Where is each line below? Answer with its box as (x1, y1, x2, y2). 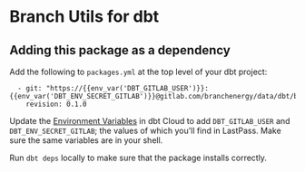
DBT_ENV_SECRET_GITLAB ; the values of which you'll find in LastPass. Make (9, 125, 281, 136)
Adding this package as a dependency (9, 43, 231, 58)
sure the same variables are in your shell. (9, 135, 163, 146)
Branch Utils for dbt (9, 6, 160, 27)
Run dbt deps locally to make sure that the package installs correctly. (9, 152, 268, 163)
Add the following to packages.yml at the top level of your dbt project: (9, 66, 268, 77)
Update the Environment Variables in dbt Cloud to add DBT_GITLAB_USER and (9, 116, 290, 126)
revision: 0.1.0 (25, 100, 88, 109)
